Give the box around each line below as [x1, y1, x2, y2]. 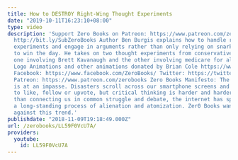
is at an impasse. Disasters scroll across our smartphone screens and [13, 83, 230, 90]
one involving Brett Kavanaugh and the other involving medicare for [13, 57, 223, 64]
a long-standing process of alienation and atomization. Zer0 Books [13, 103, 220, 110]
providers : [7, 129, 40, 136]
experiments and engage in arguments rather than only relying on [13, 43, 214, 50]
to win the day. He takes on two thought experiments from [13, 50, 192, 57]
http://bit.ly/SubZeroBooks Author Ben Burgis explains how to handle [13, 37, 227, 44]
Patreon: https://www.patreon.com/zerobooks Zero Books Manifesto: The [13, 76, 230, 84]
